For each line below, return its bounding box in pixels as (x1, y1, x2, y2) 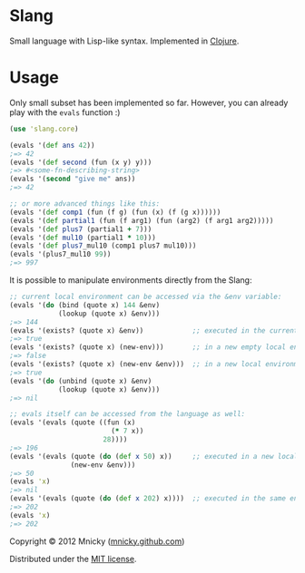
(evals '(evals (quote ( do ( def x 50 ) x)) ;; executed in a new (9, 452, 274, 461)
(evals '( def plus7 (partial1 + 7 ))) (9, 224, 152, 234)
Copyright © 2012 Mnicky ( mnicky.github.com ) (9, 536, 185, 547)
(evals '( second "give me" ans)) (9, 174, 136, 184)
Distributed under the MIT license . (9, 553, 137, 564)
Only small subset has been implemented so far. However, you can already (9, 97, 289, 108)
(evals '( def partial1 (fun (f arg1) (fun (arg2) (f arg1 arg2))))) (9, 216, 274, 225)
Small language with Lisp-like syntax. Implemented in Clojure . (9, 35, 240, 46)
